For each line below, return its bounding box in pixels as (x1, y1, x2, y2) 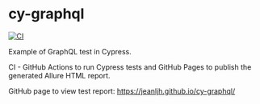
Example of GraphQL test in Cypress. (8, 46, 132, 56)
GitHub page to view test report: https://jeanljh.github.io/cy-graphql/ (8, 86, 236, 96)
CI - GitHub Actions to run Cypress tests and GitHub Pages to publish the (8, 62, 252, 72)
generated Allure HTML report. (8, 70, 111, 80)
